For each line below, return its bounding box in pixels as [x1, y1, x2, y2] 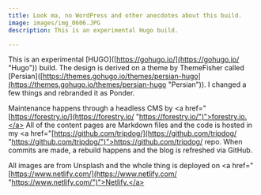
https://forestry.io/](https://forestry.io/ [10, 112, 134, 122]
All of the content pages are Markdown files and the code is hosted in [25, 120, 253, 130]
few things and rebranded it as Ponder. [8, 88, 135, 98]
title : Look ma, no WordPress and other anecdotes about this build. [8, 11, 243, 20]
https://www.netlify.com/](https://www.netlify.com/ [10, 169, 178, 178]
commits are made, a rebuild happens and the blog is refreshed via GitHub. [8, 145, 253, 155]
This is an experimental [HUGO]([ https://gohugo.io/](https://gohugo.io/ [8, 54, 240, 64]
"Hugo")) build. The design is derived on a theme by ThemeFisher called [8, 63, 245, 73]
